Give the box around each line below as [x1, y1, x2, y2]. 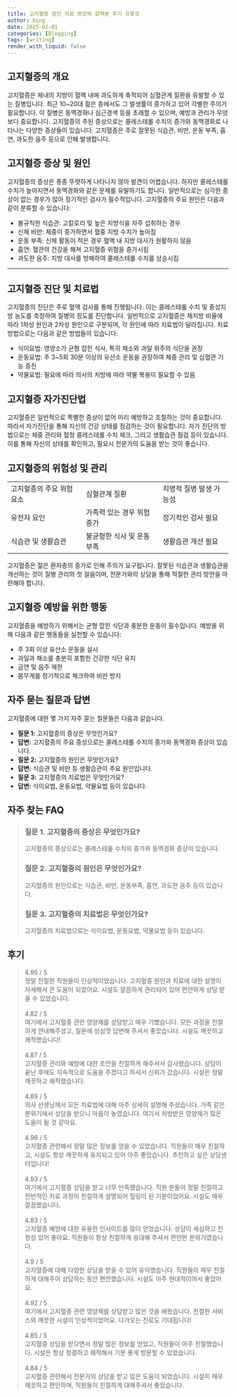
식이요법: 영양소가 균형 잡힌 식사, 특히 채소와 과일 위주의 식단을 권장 [17, 344, 203, 352]
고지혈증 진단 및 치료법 [7, 283, 100, 295]
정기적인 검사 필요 [162, 513, 219, 523]
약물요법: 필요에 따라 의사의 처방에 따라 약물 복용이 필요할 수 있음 [17, 371, 195, 379]
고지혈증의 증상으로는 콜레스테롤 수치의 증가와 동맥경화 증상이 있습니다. [24, 845, 220, 853]
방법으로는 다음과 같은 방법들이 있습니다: [7, 329, 118, 338]
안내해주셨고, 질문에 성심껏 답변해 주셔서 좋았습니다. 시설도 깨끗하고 [37, 1026, 223, 1035]
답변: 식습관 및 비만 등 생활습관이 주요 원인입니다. [17, 764, 153, 772]
